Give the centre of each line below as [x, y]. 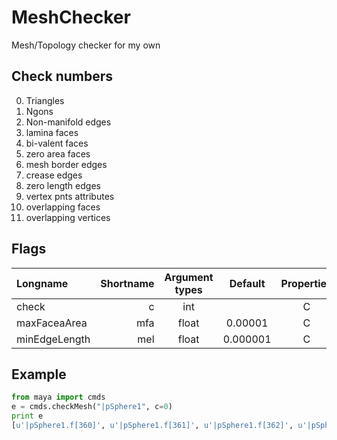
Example [39, 374]
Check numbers [62, 76]
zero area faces [58, 153]
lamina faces [52, 132]
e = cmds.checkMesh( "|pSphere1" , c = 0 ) [92, 407]
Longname [42, 283]
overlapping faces [63, 207]
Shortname [127, 283]
